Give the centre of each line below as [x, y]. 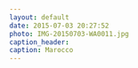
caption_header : [39, 42]
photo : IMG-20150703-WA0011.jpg [69, 34]
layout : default [39, 17]
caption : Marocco [41, 50]
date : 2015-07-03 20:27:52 [59, 26]
